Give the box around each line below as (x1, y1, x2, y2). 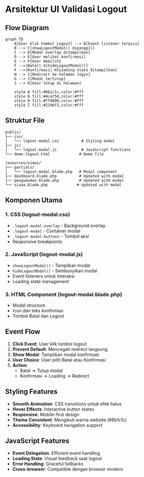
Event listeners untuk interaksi (12, 273, 75, 279)
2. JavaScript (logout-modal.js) (5, 251, 83, 258)
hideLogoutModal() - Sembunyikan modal (12, 268, 97, 274)
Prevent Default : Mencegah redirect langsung (12, 346, 108, 352)
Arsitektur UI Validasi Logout (5, 4, 127, 15)
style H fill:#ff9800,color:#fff (14, 98, 84, 103)
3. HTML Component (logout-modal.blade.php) (5, 291, 122, 298)
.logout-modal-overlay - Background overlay (12, 222, 106, 228)
